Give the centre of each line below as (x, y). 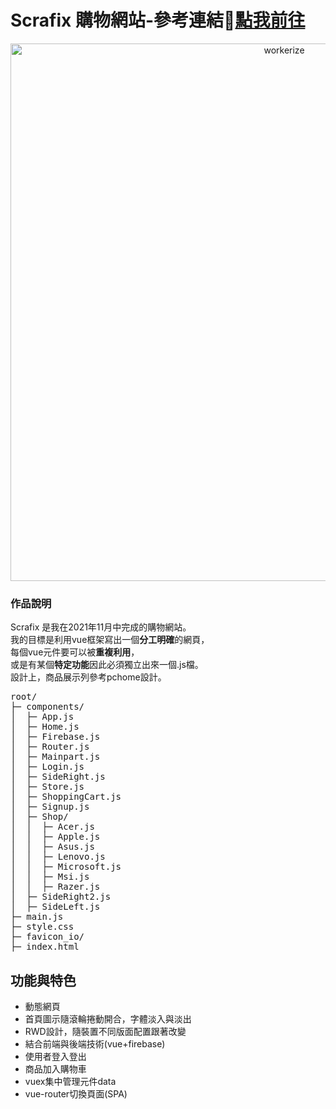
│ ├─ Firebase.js (55, 737)
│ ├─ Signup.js (50, 807)
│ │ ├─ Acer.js (52, 827)
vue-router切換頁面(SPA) (76, 1094)
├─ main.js (37, 917)
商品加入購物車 (55, 1069)
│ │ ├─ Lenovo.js (58, 857)
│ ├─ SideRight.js (58, 777)
